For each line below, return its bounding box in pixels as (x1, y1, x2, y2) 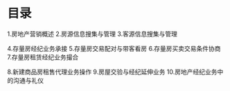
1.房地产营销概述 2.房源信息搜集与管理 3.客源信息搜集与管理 (7, 30, 178, 38)
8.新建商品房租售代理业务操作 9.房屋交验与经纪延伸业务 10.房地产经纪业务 (7, 68, 218, 76)
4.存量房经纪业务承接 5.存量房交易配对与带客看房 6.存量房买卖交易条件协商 (7, 44, 221, 52)
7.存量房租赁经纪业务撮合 (7, 52, 79, 61)
